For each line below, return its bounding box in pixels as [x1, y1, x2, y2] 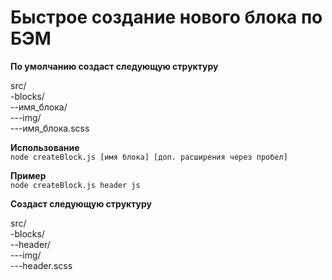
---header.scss [10, 259, 73, 271]
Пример [10, 169, 47, 181]
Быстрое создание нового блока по [10, 6, 323, 29]
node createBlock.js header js [10, 180, 141, 190]
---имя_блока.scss [10, 122, 90, 134]
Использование [10, 141, 80, 153]
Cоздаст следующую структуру [10, 197, 153, 210]
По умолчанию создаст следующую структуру [10, 60, 219, 72]
